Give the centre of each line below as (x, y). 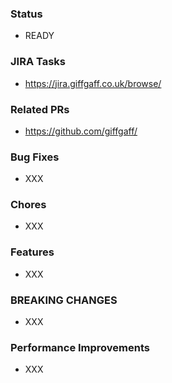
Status (26, 14)
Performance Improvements (80, 347)
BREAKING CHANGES (64, 300)
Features (32, 252)
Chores (28, 205)
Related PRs (40, 109)
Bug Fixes (35, 157)
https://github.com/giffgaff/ (81, 131)
